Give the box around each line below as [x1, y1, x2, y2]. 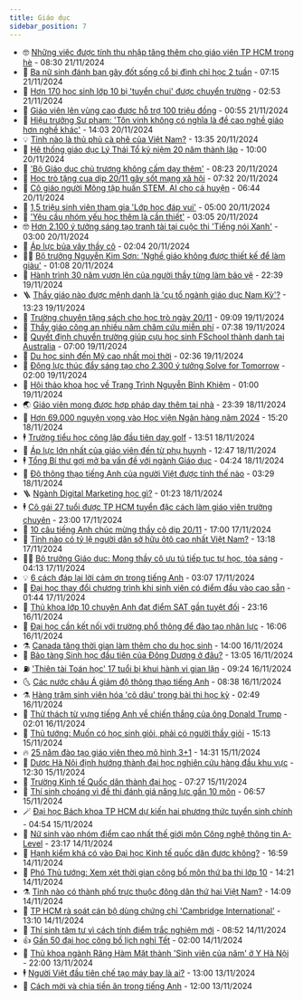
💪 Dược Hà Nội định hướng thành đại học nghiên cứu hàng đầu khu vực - [22, 757, 294, 767]
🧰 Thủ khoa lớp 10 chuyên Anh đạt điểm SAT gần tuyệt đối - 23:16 [22, 601, 269, 612]
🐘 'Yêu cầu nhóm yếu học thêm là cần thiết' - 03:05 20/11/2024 [22, 211, 260, 222]
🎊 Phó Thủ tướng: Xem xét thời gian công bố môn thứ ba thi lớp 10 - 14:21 [22, 866, 295, 878]
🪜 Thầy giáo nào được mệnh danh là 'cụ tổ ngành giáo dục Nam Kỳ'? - [22, 289, 287, 300]
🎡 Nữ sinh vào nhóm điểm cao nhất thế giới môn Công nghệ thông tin [22, 828, 280, 839]
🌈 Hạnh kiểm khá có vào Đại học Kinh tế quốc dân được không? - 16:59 [22, 847, 289, 858]
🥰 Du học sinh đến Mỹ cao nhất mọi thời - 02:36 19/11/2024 [22, 350, 244, 361]
